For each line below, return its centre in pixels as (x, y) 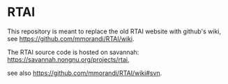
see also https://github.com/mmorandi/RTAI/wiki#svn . (85, 73)
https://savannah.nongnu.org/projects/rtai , (68, 59)
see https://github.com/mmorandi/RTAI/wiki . (71, 38)
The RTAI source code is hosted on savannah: (73, 52)
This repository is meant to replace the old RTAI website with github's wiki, (114, 31)
